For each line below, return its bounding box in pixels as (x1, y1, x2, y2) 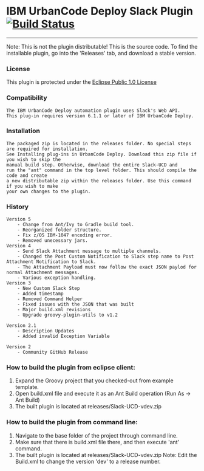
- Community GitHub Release (17, 349, 88, 356)
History (6, 202, 29, 211)
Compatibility (6, 94, 47, 102)
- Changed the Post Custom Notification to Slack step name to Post (17, 253, 194, 260)
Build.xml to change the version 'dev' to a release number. (15, 458, 161, 465)
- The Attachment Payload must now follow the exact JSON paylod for (17, 264, 197, 270)
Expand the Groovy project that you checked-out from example (15, 377, 174, 384)
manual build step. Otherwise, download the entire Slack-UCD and (6, 162, 178, 168)
